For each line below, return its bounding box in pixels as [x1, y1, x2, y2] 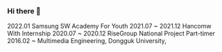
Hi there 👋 [7, 6, 42, 16]
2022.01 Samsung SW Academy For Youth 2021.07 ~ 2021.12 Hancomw [7, 22, 212, 31]
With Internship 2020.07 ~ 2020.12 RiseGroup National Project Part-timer [7, 29, 216, 37]
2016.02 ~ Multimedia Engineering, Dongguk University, [7, 37, 166, 45]
